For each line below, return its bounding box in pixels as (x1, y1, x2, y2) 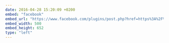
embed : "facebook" (5, 12, 44, 17)
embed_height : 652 (5, 26, 44, 31)
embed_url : (5, 16, 28, 21)
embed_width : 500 (5, 21, 42, 26)
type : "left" (5, 30, 33, 35)
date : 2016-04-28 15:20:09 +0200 (5, 7, 75, 12)
